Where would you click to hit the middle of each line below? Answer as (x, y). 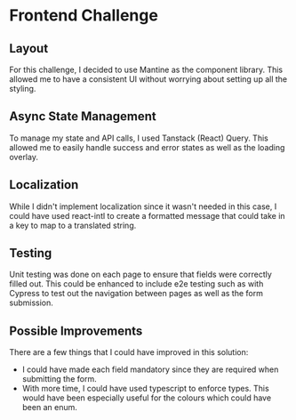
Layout (29, 48)
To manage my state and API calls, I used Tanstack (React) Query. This (139, 138)
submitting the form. (59, 379)
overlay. (24, 157)
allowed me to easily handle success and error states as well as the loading (147, 147)
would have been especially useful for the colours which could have (147, 398)
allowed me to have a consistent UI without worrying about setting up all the (148, 79)
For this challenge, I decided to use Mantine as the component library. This (146, 69)
